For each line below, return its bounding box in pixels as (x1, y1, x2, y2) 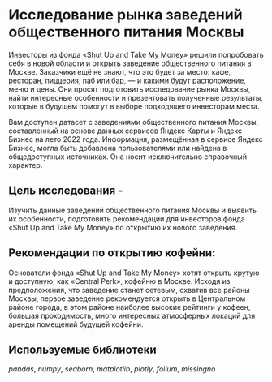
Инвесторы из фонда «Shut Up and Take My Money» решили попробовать (8, 49, 264, 59)
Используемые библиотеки (8, 342, 157, 356)
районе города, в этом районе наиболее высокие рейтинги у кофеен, (8, 302, 251, 311)
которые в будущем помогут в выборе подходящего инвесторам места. (8, 101, 260, 111)
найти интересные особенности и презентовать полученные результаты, (8, 92, 264, 102)
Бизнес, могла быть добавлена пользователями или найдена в (8, 143, 227, 152)
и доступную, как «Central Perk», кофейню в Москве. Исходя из (8, 276, 231, 285)
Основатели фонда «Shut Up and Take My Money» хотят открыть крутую (8, 268, 260, 277)
